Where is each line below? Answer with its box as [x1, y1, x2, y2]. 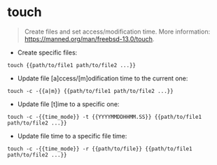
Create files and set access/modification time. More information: [24, 27, 211, 36]
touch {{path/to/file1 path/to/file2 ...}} [7, 62, 136, 69]
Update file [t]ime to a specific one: [17, 99, 120, 108]
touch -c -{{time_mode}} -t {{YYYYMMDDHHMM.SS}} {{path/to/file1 [7, 113, 202, 120]
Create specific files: [17, 48, 78, 57]
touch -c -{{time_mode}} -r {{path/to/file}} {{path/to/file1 [7, 145, 192, 152]
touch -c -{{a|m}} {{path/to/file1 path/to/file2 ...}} [7, 87, 174, 94]
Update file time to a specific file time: [17, 131, 127, 140]
